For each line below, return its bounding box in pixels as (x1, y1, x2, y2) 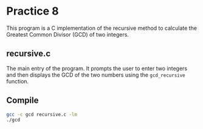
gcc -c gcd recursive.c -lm (6, 111, 78, 117)
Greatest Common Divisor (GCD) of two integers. (6, 30, 129, 38)
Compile (6, 96, 39, 106)
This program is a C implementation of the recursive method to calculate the (6, 24, 198, 32)
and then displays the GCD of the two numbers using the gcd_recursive (6, 71, 185, 78)
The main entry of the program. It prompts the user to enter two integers (6, 64, 187, 72)
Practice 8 (6, 4, 59, 18)
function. (6, 77, 29, 85)
